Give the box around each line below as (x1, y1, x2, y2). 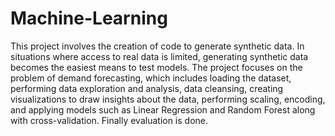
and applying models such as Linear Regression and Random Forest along (10, 103, 316, 116)
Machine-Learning (10, 7, 168, 30)
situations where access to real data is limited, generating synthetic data (10, 50, 309, 62)
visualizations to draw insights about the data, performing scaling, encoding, (10, 93, 326, 105)
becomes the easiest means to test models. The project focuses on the (10, 61, 303, 73)
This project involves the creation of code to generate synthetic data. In (10, 40, 305, 52)
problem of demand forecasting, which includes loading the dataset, (10, 72, 292, 84)
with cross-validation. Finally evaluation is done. (10, 114, 209, 126)
